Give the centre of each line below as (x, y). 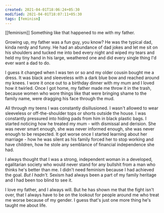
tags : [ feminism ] (23, 19)
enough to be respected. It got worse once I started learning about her (76, 134)
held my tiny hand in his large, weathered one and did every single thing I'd (81, 58)
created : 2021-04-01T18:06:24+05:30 (42, 10)
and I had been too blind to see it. (39, 180)
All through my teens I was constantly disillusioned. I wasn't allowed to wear (82, 108)
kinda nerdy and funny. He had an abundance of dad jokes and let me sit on (82, 48)
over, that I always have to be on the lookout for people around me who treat (82, 195)
